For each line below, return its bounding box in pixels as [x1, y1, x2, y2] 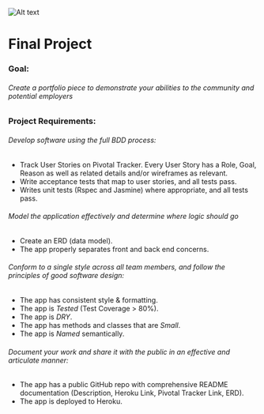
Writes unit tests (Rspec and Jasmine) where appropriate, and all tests [19, 185, 249, 194]
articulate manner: [8, 356, 69, 365]
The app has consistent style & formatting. [19, 295, 158, 304]
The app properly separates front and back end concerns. [19, 244, 209, 254]
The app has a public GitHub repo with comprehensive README [19, 380, 228, 390]
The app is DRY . [19, 312, 73, 322]
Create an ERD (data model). [19, 235, 113, 245]
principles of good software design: [8, 271, 125, 280]
